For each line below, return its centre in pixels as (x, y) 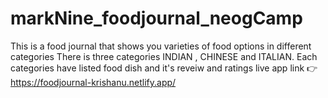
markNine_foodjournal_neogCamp (156, 18)
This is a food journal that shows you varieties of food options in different (161, 46)
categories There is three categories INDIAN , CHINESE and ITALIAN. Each (164, 56)
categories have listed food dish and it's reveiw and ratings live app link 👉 (164, 68)
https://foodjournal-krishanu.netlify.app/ (93, 82)
